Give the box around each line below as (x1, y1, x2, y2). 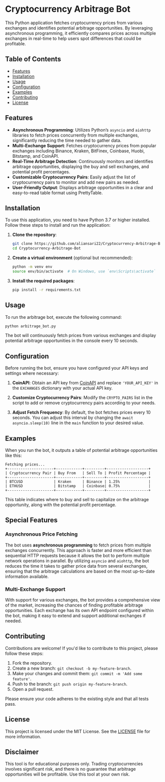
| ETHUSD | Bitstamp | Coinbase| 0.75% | (5, 484, 151, 489)
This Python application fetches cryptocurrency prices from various (5, 20, 143, 26)
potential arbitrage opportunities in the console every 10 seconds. (5, 338, 139, 343)
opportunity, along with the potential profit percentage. (5, 502, 117, 508)
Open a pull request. (12, 686, 54, 692)
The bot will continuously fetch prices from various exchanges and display (5, 333, 156, 339)
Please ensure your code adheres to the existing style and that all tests (5, 696, 149, 702)
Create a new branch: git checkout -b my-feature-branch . (12, 665, 132, 671)
